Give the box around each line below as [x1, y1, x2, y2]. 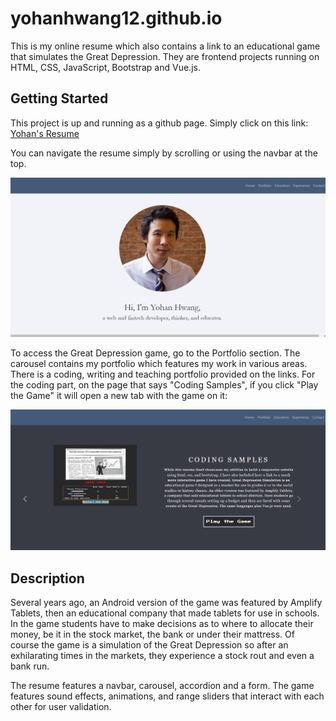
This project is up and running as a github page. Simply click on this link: [10, 117, 309, 129]
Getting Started [10, 90, 109, 107]
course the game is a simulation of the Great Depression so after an [10, 638, 289, 651]
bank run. [10, 660, 50, 672]
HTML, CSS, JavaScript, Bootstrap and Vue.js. [10, 61, 201, 73]
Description [10, 570, 85, 587]
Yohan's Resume [10, 127, 80, 139]
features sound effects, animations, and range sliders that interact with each [10, 690, 325, 702]
